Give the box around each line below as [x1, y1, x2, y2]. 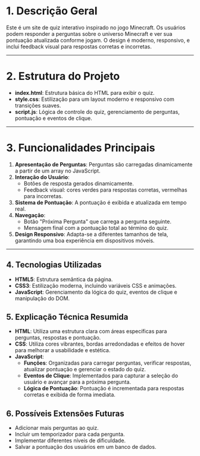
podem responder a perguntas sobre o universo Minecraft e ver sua [6, 30, 173, 37]
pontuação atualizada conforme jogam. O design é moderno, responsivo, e [6, 36, 190, 44]
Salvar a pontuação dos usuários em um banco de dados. [14, 443, 157, 451]
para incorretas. [23, 192, 63, 199]
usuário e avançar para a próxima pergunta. [23, 378, 132, 386]
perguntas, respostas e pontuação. [14, 334, 101, 341]
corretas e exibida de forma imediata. [23, 391, 116, 398]
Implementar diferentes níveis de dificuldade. [14, 437, 126, 444]
